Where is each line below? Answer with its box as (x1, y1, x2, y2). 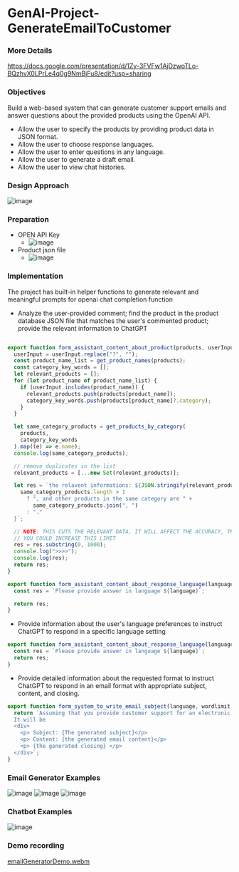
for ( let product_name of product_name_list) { (14, 377, 158, 384)
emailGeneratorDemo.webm (7, 857, 90, 866)
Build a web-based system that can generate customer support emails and (7, 103, 226, 112)
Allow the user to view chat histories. (17, 163, 127, 171)
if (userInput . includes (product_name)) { (20, 384, 144, 391)
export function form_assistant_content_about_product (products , (7, 344, 205, 351)
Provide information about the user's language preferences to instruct (17, 620, 223, 628)
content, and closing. (17, 689, 80, 697)
